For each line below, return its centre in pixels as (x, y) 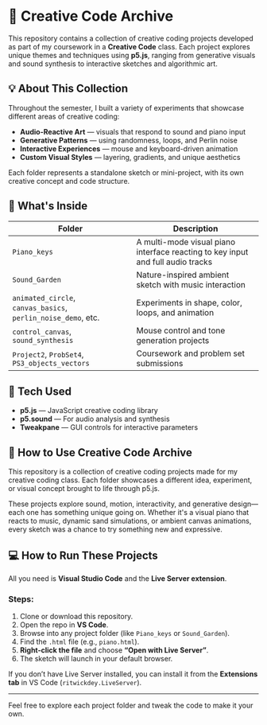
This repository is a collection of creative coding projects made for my (123, 472)
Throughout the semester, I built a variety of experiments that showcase (126, 107)
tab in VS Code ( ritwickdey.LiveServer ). (75, 683)
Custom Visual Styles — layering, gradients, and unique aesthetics (130, 157)
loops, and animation (175, 312)
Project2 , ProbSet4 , (48, 354)
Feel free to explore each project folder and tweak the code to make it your (131, 706)
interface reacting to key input (192, 251)
